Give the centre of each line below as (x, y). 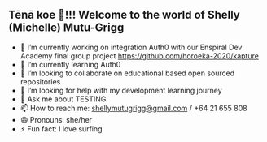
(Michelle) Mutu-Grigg (66, 28)
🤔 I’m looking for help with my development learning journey (121, 90)
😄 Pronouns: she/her (56, 119)
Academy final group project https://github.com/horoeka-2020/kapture (139, 56)
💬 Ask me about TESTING (63, 99)
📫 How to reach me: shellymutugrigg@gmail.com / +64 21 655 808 (133, 108)
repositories (40, 81)
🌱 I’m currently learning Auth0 (70, 64)
